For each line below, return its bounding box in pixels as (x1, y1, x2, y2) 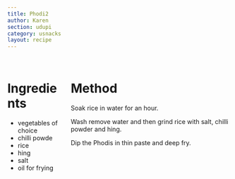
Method (70, 80, 118, 97)
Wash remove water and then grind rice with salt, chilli (70, 118, 229, 126)
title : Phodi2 (7, 10, 49, 18)
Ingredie (7, 80, 58, 97)
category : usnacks (7, 30, 61, 37)
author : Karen (7, 17, 49, 24)
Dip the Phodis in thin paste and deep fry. (70, 139, 192, 147)
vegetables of (17, 119, 58, 128)
